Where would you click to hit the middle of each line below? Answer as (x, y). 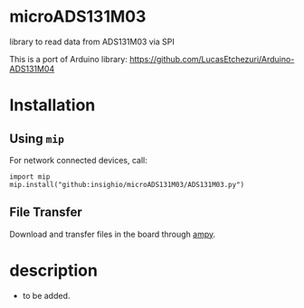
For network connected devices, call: (78, 160)
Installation (52, 105)
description (53, 271)
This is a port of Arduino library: (69, 59)
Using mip (37, 139)
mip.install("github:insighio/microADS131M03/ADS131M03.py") (127, 184)
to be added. (46, 295)
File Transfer (46, 213)
